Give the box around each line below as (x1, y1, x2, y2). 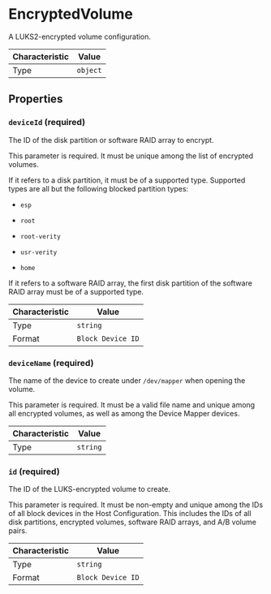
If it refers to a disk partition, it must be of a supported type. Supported (8, 175, 246, 185)
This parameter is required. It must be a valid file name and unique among (8, 399, 256, 410)
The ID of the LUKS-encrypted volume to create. (8, 484, 170, 494)
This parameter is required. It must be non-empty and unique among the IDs (8, 500, 264, 510)
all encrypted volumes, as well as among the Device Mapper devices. (8, 408, 240, 418)
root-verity (19, 232, 61, 240)
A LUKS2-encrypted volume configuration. (8, 32, 152, 41)
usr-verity (19, 248, 58, 256)
